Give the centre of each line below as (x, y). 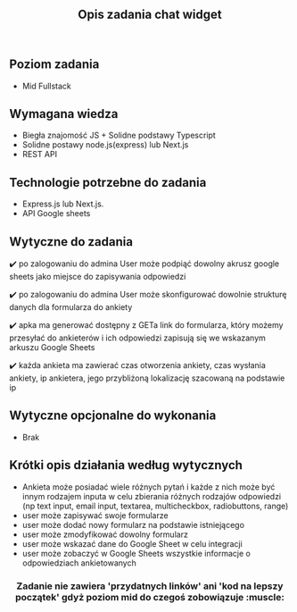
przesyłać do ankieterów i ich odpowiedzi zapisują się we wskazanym (137, 338)
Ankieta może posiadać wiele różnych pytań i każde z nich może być (148, 487)
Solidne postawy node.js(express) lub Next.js (105, 145)
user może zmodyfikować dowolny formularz (105, 534)
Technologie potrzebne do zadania (108, 182)
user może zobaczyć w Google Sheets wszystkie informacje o (136, 553)
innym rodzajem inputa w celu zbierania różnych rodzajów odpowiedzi (152, 496)
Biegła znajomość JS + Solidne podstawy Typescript (119, 135)
